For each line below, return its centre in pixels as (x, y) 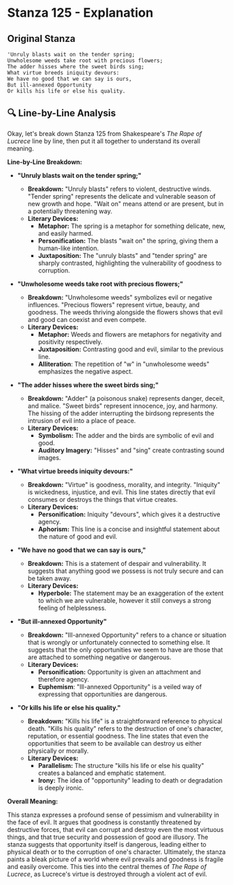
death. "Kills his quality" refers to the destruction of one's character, (125, 728)
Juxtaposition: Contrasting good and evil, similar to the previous (131, 349)
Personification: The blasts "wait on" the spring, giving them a (128, 240)
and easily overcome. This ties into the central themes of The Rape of (107, 866)
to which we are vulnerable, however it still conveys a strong (124, 600)
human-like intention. (69, 248)
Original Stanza (41, 39)
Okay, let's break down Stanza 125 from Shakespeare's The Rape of (105, 133)
